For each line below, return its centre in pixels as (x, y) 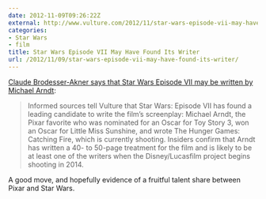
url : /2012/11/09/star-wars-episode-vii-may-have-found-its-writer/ (123, 60)
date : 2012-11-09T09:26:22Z (55, 15)
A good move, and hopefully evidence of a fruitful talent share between (125, 179)
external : (25, 23)
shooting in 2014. (56, 164)
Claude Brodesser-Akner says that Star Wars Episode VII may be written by (131, 82)
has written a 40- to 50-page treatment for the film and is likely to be (140, 148)
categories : (28, 30)
